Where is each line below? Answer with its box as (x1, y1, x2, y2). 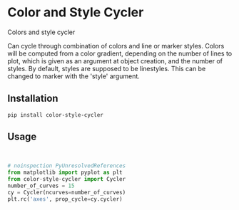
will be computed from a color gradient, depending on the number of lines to (7, 49, 233, 58)
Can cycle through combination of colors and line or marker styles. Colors (7, 41, 225, 50)
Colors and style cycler (7, 28, 76, 36)
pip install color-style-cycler (7, 111, 103, 118)
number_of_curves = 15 (7, 182, 75, 189)
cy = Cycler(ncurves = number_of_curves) (7, 189, 126, 196)
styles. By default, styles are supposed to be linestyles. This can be (7, 64, 206, 73)
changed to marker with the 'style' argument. (7, 72, 141, 80)
